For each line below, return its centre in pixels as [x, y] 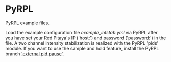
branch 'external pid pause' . [35, 54]
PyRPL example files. [27, 23]
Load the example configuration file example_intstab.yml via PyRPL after [81, 32]
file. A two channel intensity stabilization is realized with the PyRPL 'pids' [82, 43]
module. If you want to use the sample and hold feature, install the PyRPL [82, 48]
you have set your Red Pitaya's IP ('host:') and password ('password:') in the [86, 38]
